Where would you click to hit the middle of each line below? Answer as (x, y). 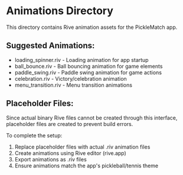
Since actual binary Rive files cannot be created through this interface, (92, 118)
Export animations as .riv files (50, 159)
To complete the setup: (34, 135)
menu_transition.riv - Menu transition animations (73, 85)
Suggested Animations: (50, 46)
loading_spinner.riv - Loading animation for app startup (81, 60)
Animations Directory (60, 11)
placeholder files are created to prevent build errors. (70, 124)
